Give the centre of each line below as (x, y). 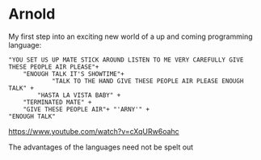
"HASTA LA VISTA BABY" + (79, 95)
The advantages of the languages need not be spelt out (101, 147)
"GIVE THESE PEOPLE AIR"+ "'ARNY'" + (86, 109)
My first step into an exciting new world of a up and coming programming (130, 36)
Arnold (32, 14)
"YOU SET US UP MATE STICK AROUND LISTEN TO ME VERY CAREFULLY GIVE (126, 60)
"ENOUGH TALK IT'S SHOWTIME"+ (74, 74)
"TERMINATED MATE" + (57, 102)
